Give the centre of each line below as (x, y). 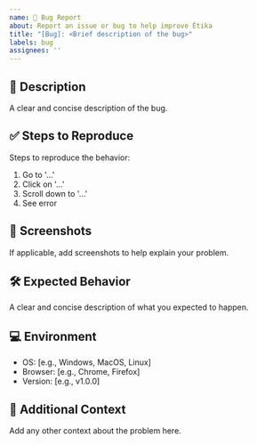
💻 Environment (53, 336)
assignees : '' (36, 51)
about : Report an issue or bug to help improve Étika (111, 26)
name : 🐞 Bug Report (45, 17)
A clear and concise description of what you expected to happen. (129, 307)
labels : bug (31, 42)
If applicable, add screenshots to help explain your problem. (119, 252)
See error (40, 203)
